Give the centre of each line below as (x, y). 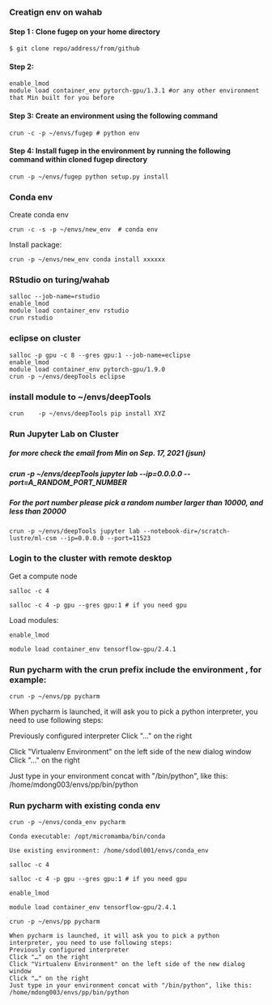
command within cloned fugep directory (79, 160)
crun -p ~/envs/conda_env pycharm (68, 822)
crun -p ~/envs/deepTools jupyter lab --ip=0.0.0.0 (96, 474)
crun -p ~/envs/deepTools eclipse (68, 376)
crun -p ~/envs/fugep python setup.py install (89, 177)
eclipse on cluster (45, 338)
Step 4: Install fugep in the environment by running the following (120, 151)
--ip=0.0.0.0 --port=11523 (106, 538)
